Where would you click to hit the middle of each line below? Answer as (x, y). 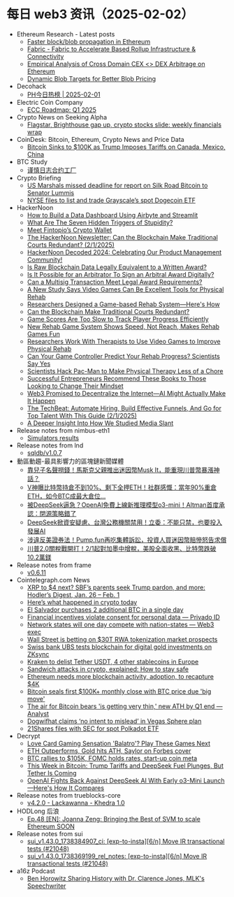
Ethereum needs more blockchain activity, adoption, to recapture (120, 676)
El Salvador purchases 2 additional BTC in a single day (105, 610)
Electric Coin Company (50, 102)
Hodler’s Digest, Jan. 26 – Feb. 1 (73, 594)
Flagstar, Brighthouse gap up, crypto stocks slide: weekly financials (124, 124)
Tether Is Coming (52, 773)
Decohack (31, 86)
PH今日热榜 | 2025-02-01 (64, 94)
